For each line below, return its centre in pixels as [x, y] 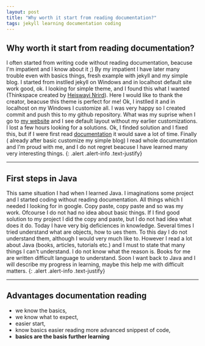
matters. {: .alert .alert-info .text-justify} [56, 271]
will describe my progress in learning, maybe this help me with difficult [95, 264]
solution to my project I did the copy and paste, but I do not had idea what [99, 219]
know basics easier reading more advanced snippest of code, [93, 330]
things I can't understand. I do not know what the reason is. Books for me [99, 251]
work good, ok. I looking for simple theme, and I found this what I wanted [98, 88]
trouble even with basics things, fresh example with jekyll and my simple [97, 76]
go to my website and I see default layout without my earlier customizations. [102, 121]
